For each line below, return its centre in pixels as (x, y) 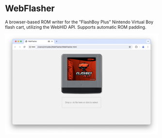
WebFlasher (30, 9)
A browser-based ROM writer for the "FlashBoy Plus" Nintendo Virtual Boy (79, 22)
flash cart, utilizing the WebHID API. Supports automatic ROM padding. (76, 27)
